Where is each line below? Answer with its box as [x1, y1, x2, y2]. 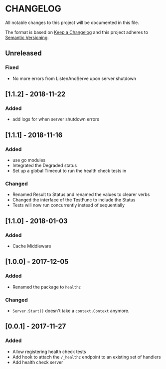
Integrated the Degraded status [12, 162, 77, 168]
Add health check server [12, 359, 63, 365]
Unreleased [5, 49, 42, 57]
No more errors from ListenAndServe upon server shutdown [12, 75, 136, 81]
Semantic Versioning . [5, 34, 49, 40]
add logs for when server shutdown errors [12, 116, 100, 122]
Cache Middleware [12, 243, 51, 249]
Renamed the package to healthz [12, 283, 81, 290]
